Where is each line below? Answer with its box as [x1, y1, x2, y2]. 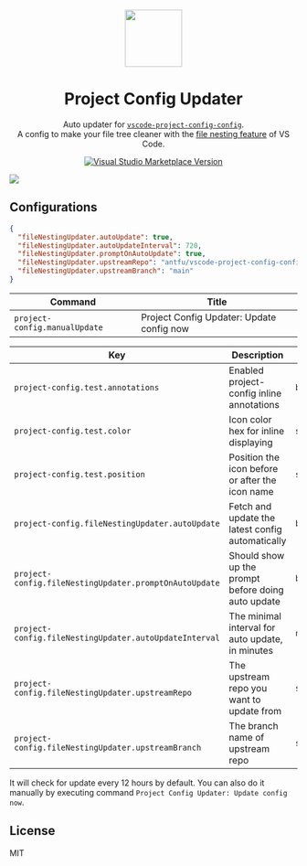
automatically [228, 534, 287, 547]
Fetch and [228, 499, 272, 512]
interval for [228, 621, 276, 634]
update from [228, 704, 282, 717]
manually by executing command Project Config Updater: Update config [9, 786, 288, 797]
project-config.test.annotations [14, 382, 160, 392]
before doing [228, 583, 285, 596]
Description [231, 348, 284, 361]
